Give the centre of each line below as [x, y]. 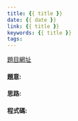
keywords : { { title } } [39, 33]
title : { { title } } [35, 13]
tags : [15, 39]
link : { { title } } [33, 26]
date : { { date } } [32, 20]
